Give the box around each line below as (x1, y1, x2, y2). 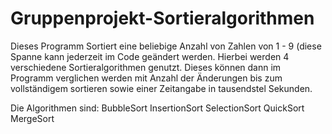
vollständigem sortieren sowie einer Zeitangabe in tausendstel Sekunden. (10, 82, 313, 94)
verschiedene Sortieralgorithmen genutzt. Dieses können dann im (10, 61, 282, 73)
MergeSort (10, 112, 55, 124)
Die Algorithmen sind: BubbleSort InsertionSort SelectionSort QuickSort (10, 102, 305, 114)
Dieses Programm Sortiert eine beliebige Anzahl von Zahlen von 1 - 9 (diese (10, 40, 322, 52)
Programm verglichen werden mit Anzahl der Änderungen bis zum (10, 72, 283, 84)
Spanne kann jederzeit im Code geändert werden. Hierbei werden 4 (10, 50, 290, 62)
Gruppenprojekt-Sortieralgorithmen (10, 7, 315, 30)
